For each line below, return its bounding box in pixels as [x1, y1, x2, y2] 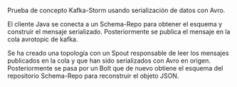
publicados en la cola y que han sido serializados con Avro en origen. [7, 56, 211, 65]
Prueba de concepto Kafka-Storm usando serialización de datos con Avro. [7, 6, 226, 14]
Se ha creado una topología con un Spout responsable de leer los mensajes [7, 49, 229, 57]
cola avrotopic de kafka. [7, 35, 78, 43]
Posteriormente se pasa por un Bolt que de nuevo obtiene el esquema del [7, 64, 223, 72]
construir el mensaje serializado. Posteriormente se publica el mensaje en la [7, 28, 231, 36]
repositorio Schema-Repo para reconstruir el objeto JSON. [7, 71, 179, 80]
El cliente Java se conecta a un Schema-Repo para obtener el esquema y [7, 20, 223, 28]
